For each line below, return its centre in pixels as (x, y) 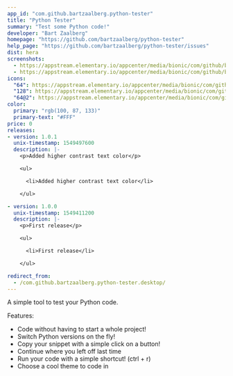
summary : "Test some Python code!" (59, 26)
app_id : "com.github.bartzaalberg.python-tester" (80, 14)
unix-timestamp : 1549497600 (54, 143)
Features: (21, 316)
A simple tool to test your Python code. (63, 302)
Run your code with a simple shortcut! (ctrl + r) (84, 359)
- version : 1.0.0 (32, 206)
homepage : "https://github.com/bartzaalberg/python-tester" (96, 40)
